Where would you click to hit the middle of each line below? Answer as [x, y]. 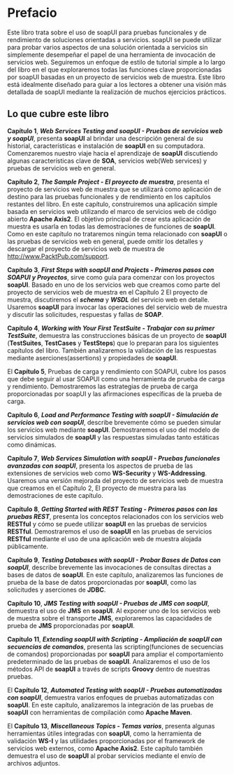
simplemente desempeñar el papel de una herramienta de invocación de [111, 55]
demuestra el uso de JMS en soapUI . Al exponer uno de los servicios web [114, 611]
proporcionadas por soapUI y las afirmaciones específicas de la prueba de [115, 393]
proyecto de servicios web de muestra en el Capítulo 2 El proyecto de [108, 292]
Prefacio [32, 13]
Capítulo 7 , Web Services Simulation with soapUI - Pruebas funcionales [114, 458]
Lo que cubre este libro [58, 114]
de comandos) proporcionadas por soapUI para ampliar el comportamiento [115, 654]
